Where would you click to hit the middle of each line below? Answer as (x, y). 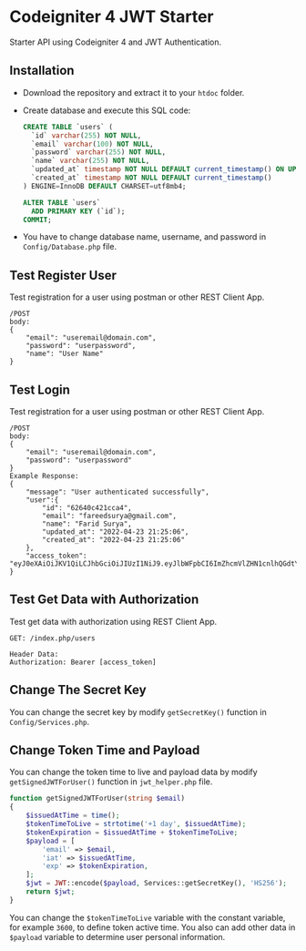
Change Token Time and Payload (105, 750)
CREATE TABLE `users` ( (68, 127)
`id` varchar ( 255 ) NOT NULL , (87, 135)
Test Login (40, 389)
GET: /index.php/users (52, 638)
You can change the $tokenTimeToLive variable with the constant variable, (148, 917)
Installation (42, 71)
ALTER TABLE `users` (61, 202)
